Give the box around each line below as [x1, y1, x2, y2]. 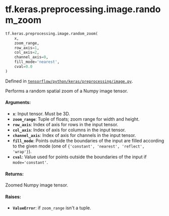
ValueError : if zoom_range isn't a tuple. [12, 205, 91, 211]
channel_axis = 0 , [14, 55, 49, 60]
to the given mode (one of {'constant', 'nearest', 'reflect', [12, 143, 145, 149]
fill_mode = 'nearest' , [14, 59, 60, 64]
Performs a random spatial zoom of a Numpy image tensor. [5, 88, 128, 94]
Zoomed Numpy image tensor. [5, 182, 69, 188]
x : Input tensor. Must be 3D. [12, 111, 71, 117]
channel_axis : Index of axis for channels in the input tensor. [12, 132, 136, 138]
